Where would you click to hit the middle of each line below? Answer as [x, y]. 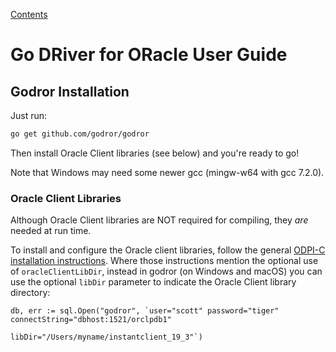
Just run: [29, 115]
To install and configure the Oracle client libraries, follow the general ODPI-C [168, 250]
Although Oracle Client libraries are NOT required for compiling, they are [159, 220]
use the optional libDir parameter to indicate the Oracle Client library [153, 282]
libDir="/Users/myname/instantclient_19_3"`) [106, 337]
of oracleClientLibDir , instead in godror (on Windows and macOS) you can [166, 271]
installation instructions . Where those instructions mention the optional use [164, 261]
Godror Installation [70, 91]
